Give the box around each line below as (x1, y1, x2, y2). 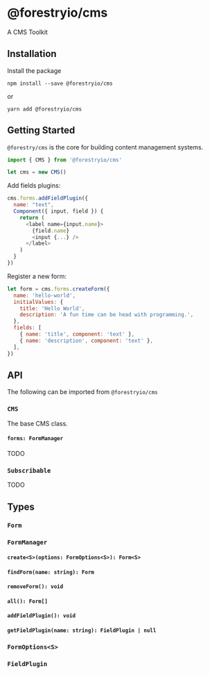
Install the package (7, 66, 62, 74)
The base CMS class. (7, 419, 68, 428)
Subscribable (7, 466, 51, 474)
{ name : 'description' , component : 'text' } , (19, 337, 154, 344)
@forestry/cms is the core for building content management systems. (7, 143, 204, 151)
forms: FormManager (7, 435, 64, 442)
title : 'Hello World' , (19, 304, 85, 312)
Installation (7, 48, 57, 60)
